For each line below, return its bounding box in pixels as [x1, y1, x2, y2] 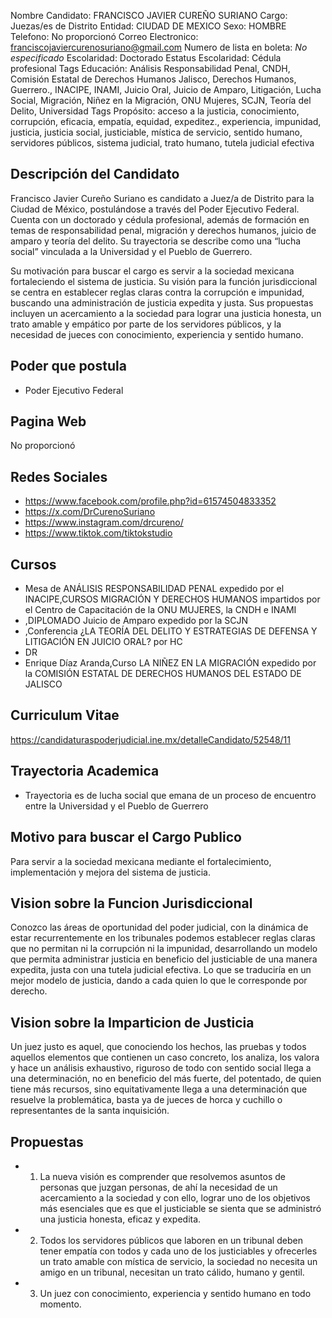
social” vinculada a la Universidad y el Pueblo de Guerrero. [10, 245, 253, 257]
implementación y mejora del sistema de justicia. [10, 866, 211, 878]
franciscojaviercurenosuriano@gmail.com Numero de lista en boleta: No [10, 41, 308, 53]
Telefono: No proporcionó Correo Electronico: [10, 31, 199, 42]
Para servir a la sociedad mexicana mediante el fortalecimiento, [10, 855, 272, 867]
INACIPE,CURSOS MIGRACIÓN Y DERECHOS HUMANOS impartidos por [24, 593, 321, 605]
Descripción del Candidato [10, 166, 180, 183]
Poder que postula [10, 358, 127, 375]
